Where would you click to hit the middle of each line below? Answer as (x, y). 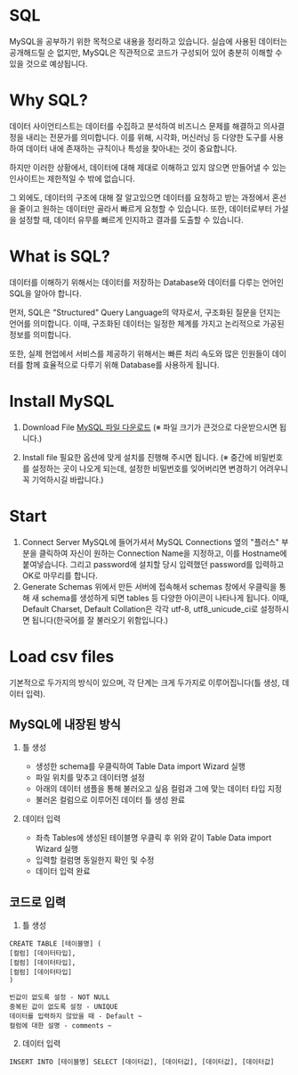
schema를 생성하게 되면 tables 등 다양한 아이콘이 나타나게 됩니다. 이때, (165, 598)
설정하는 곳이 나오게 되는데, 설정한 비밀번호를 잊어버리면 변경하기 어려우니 (160, 468)
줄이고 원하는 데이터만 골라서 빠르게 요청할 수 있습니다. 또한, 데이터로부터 (145, 208)
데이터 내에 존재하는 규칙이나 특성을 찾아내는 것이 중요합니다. (131, 148)
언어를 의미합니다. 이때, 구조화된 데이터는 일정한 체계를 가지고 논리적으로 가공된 (147, 323)
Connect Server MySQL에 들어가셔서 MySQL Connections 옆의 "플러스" (151, 542)
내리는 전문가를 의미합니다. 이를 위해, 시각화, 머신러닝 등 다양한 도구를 (146, 137)
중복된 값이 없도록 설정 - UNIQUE (64, 1007)
